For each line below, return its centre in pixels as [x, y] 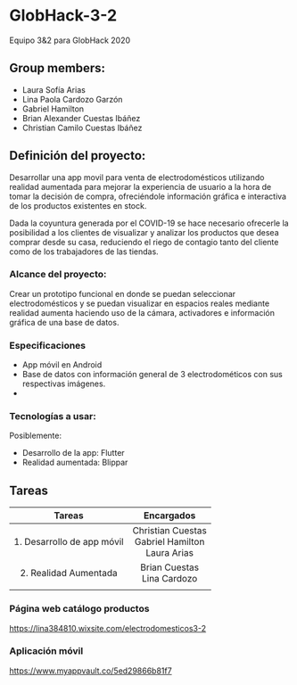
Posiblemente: [36, 436]
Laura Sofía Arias [54, 89]
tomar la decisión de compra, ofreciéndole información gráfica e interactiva [148, 196]
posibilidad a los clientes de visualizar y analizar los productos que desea [144, 232]
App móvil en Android [62, 365]
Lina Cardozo [169, 579]
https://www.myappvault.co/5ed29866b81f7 [91, 671]
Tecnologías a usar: [53, 417]
